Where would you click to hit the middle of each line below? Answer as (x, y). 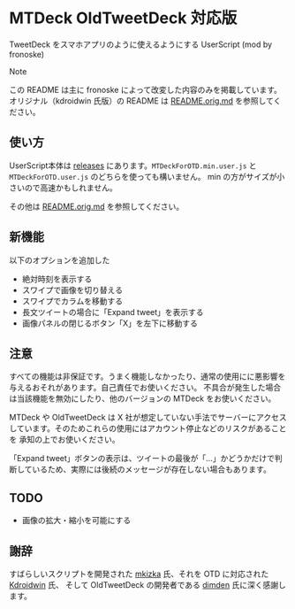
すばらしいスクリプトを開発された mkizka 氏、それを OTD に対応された (139, 574)
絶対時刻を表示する (57, 279)
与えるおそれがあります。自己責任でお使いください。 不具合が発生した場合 (145, 388)
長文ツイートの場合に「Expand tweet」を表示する (113, 312)
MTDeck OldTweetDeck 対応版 (123, 18)
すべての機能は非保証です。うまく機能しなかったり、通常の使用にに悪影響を (147, 376)
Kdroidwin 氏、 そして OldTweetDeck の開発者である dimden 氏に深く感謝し (148, 585)
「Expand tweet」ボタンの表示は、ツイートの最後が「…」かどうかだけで (142, 459)
